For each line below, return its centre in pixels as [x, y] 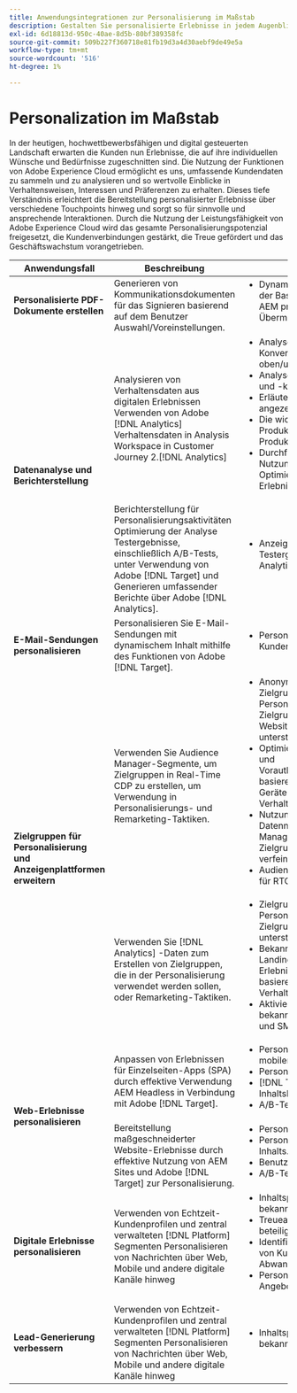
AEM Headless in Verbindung [175, 1092]
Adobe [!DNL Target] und [166, 575]
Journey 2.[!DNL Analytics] [170, 457]
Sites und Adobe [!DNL [161, 1172]
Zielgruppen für [48, 836]
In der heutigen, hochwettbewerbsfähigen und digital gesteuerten [129, 143]
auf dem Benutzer [151, 316]
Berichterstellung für [156, 508]
